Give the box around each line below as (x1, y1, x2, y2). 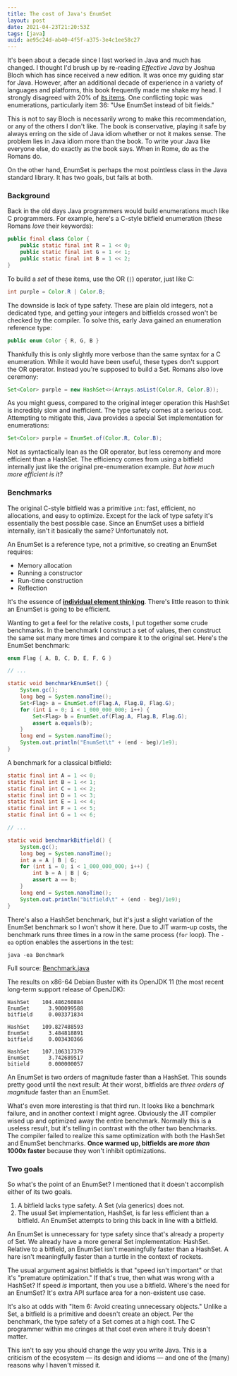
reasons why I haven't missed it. (7, 1360, 101, 1369)
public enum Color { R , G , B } (7, 337, 99, 344)
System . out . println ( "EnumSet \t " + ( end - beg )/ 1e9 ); (20, 739, 178, 747)
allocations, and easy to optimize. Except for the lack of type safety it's (7, 511, 214, 519)
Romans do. (7, 152, 42, 161)
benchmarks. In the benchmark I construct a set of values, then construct (7, 626, 221, 634)
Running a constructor (17, 569, 83, 577)
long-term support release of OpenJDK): (7, 985, 126, 994)
